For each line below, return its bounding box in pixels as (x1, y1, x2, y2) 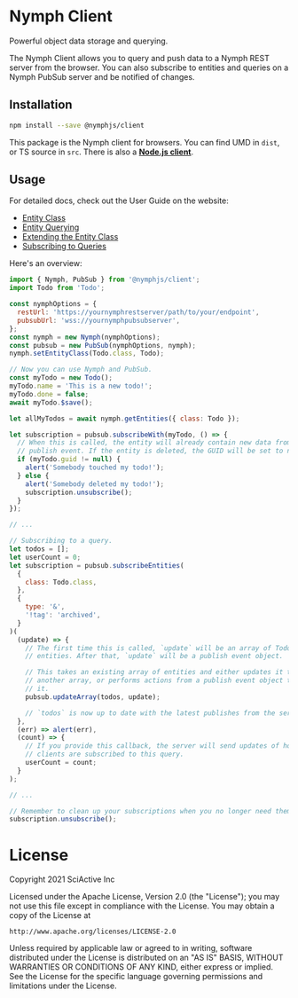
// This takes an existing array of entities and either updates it (25, 668, 284, 677)
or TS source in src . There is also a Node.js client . (9, 146, 194, 157)
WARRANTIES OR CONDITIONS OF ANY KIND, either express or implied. (9, 962, 273, 972)
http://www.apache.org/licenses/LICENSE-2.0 (9, 927, 176, 937)
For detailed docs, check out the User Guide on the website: (9, 195, 229, 206)
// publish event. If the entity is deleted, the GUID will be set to (17, 446, 284, 456)
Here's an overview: (9, 258, 82, 269)
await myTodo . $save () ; (9, 397, 93, 407)
